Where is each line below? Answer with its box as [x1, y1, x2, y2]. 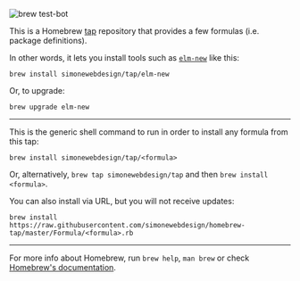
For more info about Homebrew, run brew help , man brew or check [9, 252, 250, 263]
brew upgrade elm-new [9, 103, 90, 112]
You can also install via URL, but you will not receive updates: [9, 196, 235, 206]
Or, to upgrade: [9, 86, 65, 95]
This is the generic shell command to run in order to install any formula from [9, 127, 288, 137]
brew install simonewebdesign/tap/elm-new [9, 70, 170, 79]
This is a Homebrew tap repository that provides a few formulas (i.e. [9, 26, 260, 36]
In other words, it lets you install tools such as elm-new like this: [9, 53, 239, 62]
